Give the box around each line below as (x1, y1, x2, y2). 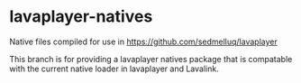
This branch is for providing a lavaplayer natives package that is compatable (9, 53, 293, 64)
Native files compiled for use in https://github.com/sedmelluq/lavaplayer (9, 36, 278, 47)
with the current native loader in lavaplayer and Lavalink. (9, 63, 219, 74)
